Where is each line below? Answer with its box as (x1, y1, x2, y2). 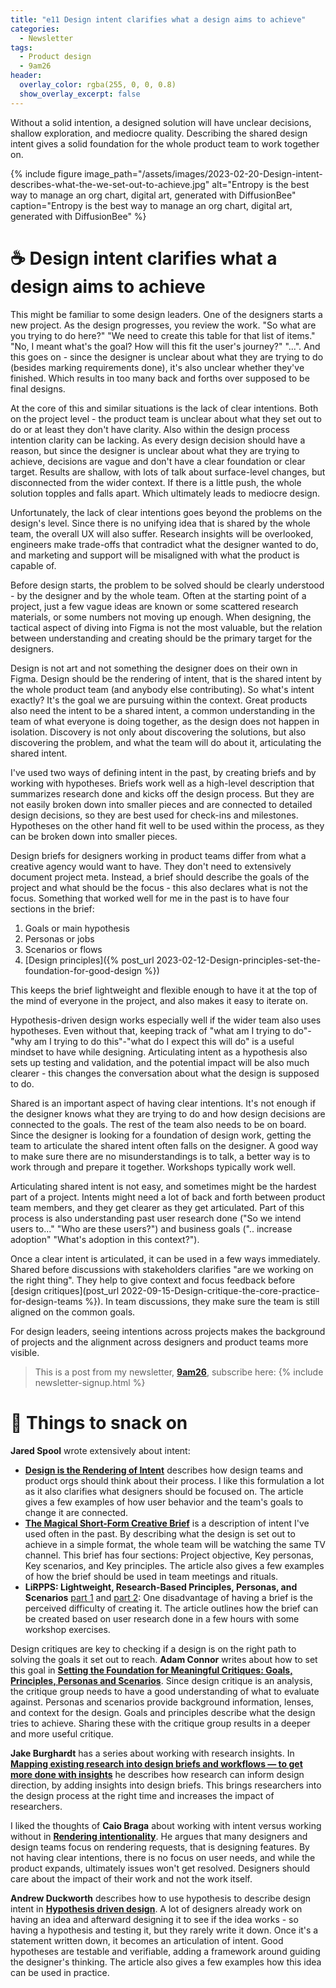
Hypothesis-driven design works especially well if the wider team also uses (10, 1014, 322, 1026)
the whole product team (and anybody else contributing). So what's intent (10, 683, 315, 695)
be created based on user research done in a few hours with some (24, 1612, 300, 1625)
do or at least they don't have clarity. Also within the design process (10, 423, 290, 435)
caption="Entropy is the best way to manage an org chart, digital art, (10, 199, 293, 211)
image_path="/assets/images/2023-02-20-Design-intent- (84, 167, 323, 180)
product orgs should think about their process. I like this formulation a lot (24, 1474, 325, 1486)
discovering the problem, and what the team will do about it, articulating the (10, 736, 322, 748)
